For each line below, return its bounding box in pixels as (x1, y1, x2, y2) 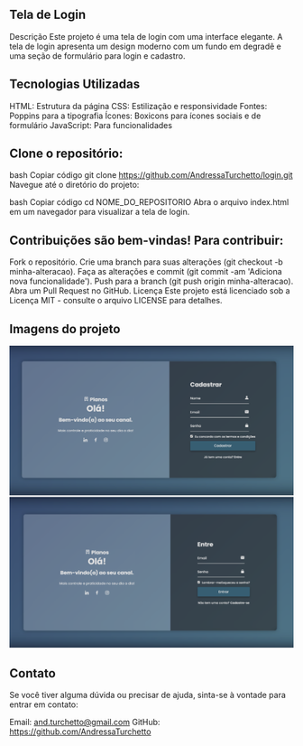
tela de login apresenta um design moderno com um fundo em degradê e (9, 41, 281, 51)
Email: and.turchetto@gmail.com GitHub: (9, 717, 161, 728)
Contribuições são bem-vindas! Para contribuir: (9, 232, 284, 247)
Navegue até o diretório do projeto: (9, 180, 140, 191)
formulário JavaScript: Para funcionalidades (9, 119, 173, 130)
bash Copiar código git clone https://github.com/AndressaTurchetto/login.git (9, 170, 293, 181)
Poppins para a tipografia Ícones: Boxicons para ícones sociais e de (9, 110, 262, 121)
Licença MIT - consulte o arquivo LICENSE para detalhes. (9, 295, 223, 306)
